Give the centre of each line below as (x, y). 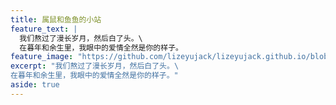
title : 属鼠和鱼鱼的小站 (56, 19)
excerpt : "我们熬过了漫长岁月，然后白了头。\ (95, 66)
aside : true (35, 85)
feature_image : (42, 57)
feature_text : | (44, 29)
